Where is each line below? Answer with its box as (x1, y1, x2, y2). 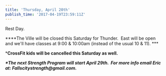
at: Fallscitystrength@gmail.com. (5, 65, 77, 71)
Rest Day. (5, 25, 25, 31)
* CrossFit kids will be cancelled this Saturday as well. (5, 50, 118, 56)
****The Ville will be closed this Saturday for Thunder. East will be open (5, 35, 156, 41)
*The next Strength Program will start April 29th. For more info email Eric (5, 60, 161, 66)
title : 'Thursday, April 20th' (5, 7, 70, 12)
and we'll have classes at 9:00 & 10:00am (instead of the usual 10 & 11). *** (5, 40, 159, 46)
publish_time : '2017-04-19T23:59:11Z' (5, 12, 86, 17)
